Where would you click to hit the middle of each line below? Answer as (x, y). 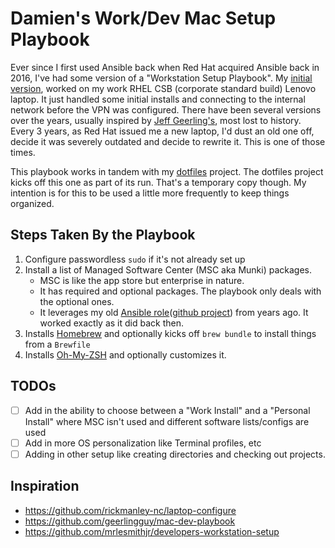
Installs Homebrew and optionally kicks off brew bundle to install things (170, 333)
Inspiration (45, 486)
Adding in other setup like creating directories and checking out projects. (175, 454)
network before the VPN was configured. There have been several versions (166, 109)
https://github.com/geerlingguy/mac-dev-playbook (130, 521)
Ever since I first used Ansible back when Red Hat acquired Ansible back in (165, 67)
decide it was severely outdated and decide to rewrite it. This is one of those (168, 141)
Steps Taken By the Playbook (103, 235)
